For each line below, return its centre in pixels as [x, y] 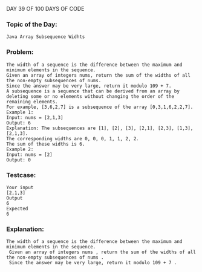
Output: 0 [19, 160]
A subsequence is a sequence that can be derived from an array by [93, 91]
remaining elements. [32, 102]
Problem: [20, 52]
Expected [17, 209]
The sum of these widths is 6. [46, 144]
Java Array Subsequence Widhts [46, 37]
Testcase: [21, 175]
